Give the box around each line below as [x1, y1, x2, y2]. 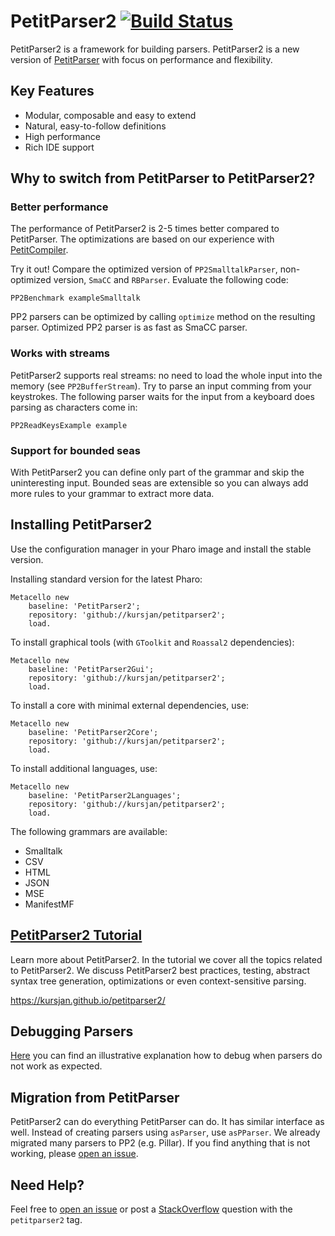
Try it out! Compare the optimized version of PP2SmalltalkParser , [10, 263, 278, 275]
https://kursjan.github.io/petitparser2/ [10, 994, 166, 1006]
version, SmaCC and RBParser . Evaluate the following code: [53, 274, 289, 286]
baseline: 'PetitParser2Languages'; [28, 790, 182, 800]
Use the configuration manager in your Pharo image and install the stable [10, 543, 312, 555]
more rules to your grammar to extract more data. [10, 488, 215, 500]
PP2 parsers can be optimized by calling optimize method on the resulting [10, 311, 316, 323]
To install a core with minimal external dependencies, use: [10, 699, 250, 711]
